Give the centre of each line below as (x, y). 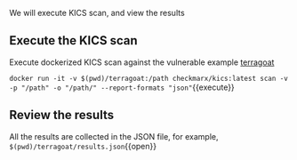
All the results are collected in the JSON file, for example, (114, 136)
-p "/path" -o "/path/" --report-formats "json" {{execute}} (122, 87)
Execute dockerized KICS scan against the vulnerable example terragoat (142, 62)
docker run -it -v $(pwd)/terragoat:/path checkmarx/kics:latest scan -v (149, 78)
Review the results (61, 115)
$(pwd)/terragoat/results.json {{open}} (83, 146)
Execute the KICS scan (73, 40)
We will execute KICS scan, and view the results (97, 13)
